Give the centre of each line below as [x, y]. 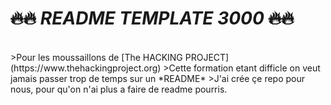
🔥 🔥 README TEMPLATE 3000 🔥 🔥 [152, 18]
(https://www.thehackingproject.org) [86, 68]
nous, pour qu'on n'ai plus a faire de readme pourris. [119, 89]
